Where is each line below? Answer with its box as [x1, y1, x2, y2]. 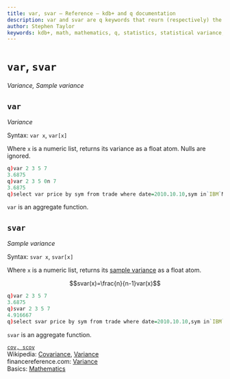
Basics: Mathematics [7, 365, 66, 373]
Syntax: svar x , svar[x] [7, 253, 74, 261]
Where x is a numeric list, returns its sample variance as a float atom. [7, 266, 202, 275]
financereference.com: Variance [7, 357, 98, 365]
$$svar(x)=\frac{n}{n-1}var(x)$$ [69, 279, 161, 288]
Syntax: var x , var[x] [7, 131, 67, 139]
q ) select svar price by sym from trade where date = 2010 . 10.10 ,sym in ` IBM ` [7, 318, 225, 325]
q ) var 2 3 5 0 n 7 [7, 178, 57, 185]
